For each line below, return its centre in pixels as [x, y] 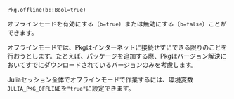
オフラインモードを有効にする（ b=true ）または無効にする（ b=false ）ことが [117, 24]
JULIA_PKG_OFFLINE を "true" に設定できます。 [71, 88]
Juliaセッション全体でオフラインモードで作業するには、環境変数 [100, 79]
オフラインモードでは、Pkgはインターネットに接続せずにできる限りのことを [117, 47]
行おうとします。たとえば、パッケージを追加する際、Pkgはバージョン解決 [114, 56]
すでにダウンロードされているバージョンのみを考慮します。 [111, 65]
